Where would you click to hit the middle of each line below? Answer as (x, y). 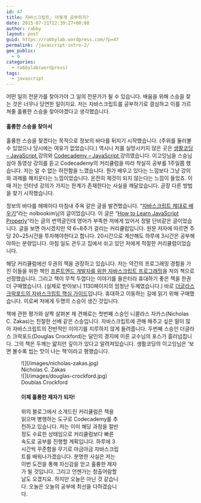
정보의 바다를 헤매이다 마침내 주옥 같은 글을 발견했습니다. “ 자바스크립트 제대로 (97, 206)
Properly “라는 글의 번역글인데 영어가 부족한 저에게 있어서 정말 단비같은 (89, 221)
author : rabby (24, 28)
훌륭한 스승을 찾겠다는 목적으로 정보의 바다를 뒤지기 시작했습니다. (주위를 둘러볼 (99, 141)
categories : (21, 62)
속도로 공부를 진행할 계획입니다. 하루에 (66, 441)
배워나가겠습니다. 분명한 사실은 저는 (74, 456)
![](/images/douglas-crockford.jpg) (64, 376)
